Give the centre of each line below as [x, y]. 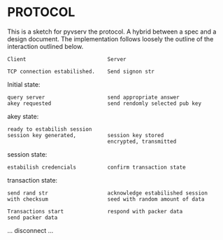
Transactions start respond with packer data [95, 211]
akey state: [23, 116]
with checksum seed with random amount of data [106, 199]
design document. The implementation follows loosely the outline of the [110, 38]
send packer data [33, 218]
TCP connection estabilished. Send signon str [81, 71]
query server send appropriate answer [93, 97]
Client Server [67, 59]
